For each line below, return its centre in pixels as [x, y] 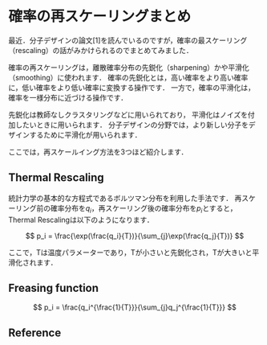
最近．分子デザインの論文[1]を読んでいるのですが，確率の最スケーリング [128, 40]
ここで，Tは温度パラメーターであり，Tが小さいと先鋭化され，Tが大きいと [130, 252]
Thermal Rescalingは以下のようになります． [81, 220]
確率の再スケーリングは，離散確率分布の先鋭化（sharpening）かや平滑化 [129, 67]
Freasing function [53, 287]
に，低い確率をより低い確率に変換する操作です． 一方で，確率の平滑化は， [131, 87]
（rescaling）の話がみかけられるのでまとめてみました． [101, 50]
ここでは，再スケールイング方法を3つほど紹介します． [98, 152]
